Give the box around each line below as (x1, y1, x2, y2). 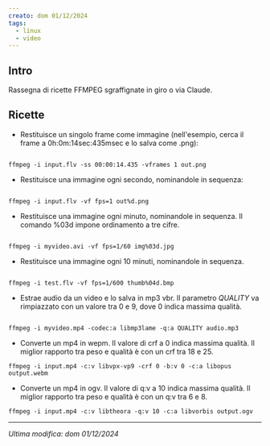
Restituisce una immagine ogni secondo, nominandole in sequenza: (19, 174, 243, 184)
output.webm (8, 369, 48, 377)
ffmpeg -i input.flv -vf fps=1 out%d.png (8, 197, 149, 205)
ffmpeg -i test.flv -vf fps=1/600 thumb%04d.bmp (8, 278, 174, 287)
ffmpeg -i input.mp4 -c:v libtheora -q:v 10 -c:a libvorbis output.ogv (8, 407, 253, 416)
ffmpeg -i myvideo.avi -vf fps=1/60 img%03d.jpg (8, 242, 174, 250)
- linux (15, 26, 42, 34)
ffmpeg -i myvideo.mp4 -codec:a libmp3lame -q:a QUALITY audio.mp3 (8, 324, 239, 332)
